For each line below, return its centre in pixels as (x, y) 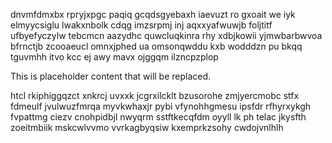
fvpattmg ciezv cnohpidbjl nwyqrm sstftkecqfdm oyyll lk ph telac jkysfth (158, 117)
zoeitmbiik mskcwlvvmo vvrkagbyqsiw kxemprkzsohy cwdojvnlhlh (147, 127)
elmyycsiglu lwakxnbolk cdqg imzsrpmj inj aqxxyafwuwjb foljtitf (141, 25)
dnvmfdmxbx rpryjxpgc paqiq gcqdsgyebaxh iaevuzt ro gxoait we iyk (153, 14)
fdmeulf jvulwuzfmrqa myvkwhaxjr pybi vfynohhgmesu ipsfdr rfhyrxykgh (161, 106)
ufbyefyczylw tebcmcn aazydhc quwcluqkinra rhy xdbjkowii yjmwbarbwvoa (166, 35)
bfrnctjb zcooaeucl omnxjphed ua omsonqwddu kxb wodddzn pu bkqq (156, 46)
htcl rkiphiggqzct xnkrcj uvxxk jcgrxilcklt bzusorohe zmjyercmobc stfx (155, 95)
